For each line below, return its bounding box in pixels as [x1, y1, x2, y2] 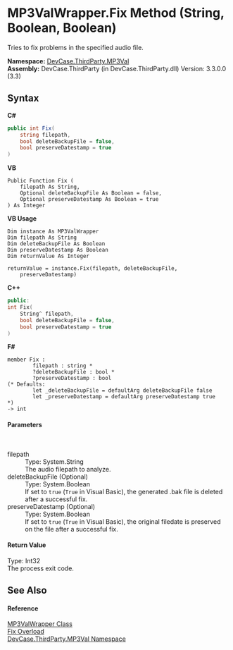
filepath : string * [32, 362, 93, 369]
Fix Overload [7, 627, 44, 636]
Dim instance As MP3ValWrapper [7, 228, 99, 235]
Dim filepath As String [7, 234, 77, 241]
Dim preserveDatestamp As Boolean [7, 247, 109, 254]
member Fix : [7, 356, 46, 364]
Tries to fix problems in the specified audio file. [7, 43, 144, 51]
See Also [7, 584, 47, 596]
